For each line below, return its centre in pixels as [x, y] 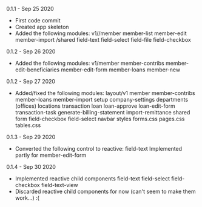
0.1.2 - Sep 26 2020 [31, 51]
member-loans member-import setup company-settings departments [102, 100]
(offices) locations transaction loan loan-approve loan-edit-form [95, 106]
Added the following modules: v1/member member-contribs [90, 63]
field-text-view [60, 185]
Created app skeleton [42, 27]
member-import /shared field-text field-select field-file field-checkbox [103, 40]
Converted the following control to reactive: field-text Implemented [99, 149]
